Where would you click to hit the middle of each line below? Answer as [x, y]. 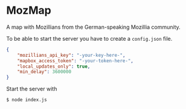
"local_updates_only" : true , [54, 66]
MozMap [29, 10]
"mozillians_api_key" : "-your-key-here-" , [71, 55]
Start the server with [32, 89]
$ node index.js [27, 100]
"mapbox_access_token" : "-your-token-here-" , [75, 60]
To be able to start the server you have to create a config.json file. [89, 38]
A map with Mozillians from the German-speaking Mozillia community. [94, 27]
